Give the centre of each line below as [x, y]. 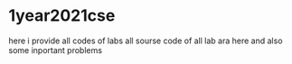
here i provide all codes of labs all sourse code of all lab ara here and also [146, 41]
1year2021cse [62, 16]
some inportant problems [56, 50]
